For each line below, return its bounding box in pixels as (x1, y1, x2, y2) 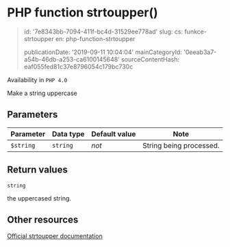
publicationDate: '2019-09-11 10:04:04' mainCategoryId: (23, 48, 183, 56)
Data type (51, 129, 85, 138)
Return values (7, 164, 68, 176)
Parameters (7, 109, 58, 120)
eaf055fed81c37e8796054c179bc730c (23, 62, 133, 70)
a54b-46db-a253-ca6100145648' (23, 55, 120, 63)
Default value (91, 129, 136, 138)
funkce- (184, 27, 207, 36)
